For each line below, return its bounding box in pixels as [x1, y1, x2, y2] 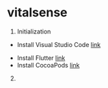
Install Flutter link [16, 53, 66, 62]
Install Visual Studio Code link [16, 40, 101, 48]
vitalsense [7, 5, 68, 20]
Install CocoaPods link [16, 61, 80, 69]
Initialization [16, 27, 51, 35]
